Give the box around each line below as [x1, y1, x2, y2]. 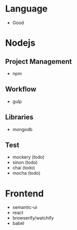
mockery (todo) [12, 154, 45, 160]
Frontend [5, 188, 44, 199]
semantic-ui [12, 204, 37, 210]
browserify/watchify [12, 215, 54, 221]
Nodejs [5, 37, 36, 49]
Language [5, 3, 48, 15]
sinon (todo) [12, 159, 38, 166]
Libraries [5, 113, 33, 122]
